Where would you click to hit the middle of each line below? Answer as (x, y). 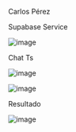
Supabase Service (38, 27)
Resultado (25, 104)
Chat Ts (21, 58)
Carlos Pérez (29, 12)
